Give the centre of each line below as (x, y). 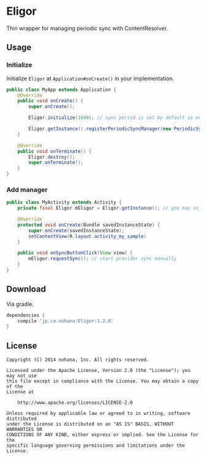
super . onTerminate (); (56, 163)
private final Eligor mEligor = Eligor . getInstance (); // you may (104, 208)
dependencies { (26, 315)
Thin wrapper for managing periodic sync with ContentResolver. (87, 28)
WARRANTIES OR (25, 430)
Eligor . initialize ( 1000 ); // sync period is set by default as (111, 118)
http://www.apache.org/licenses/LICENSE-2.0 (75, 403)
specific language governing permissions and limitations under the (96, 446)
